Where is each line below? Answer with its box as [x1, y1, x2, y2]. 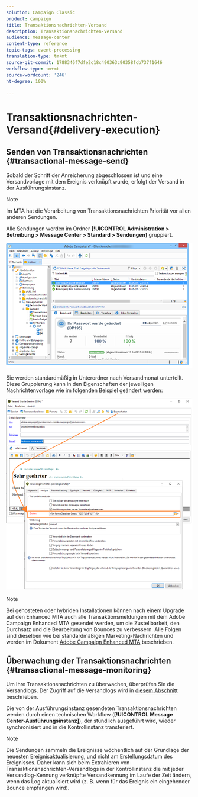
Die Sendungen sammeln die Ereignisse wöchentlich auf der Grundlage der [6, 746, 189, 753]
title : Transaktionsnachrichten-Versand [6, 22, 108, 28]
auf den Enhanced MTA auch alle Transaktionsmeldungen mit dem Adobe [6, 613, 186, 621]
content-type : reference [6, 41, 67, 47]
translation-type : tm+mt [6, 53, 67, 59]
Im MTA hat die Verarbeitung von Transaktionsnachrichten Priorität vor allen [6, 207, 191, 214]
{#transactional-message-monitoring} [6, 665, 152, 675]
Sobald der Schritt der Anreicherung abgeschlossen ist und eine [6, 172, 163, 179]
